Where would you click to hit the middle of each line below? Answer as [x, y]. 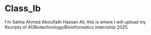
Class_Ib [23, 9]
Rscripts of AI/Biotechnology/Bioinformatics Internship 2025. [67, 27]
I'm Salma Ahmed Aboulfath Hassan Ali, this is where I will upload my [75, 22]
